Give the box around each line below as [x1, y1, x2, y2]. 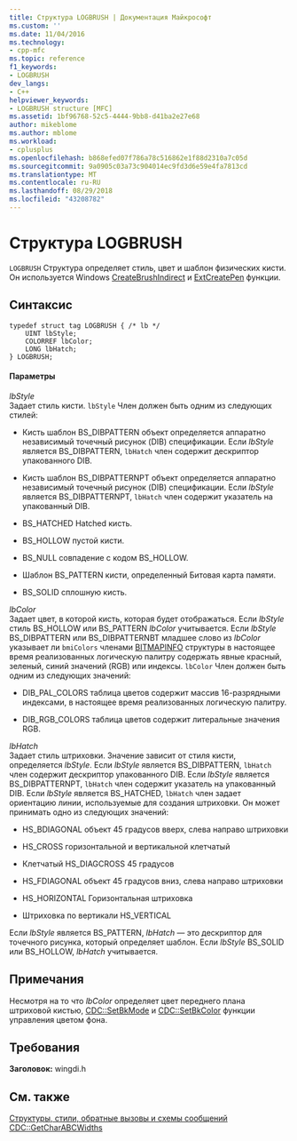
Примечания [9, 972, 84, 987]
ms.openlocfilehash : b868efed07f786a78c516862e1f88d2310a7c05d [9, 153, 248, 163]
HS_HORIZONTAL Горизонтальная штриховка [21, 892, 193, 903]
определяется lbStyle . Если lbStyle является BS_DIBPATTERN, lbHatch [9, 759, 272, 770]
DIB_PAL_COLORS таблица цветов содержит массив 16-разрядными [21, 687, 281, 698]
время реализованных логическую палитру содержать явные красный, [9, 650, 282, 662]
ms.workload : [9, 137, 58, 146]
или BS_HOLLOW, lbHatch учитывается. [9, 946, 159, 956]
